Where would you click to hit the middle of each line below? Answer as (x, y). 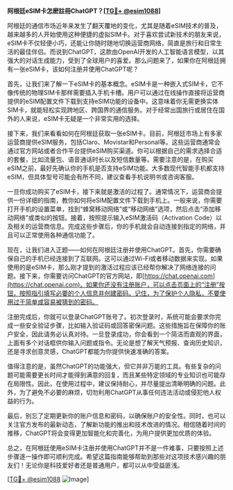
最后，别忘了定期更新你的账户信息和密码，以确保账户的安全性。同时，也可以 (116, 416)
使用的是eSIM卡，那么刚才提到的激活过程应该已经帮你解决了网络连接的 (109, 267)
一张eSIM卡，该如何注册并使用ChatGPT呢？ (76, 69)
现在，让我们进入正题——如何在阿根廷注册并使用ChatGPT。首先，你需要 (111, 250)
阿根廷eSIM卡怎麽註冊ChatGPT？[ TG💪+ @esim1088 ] (84, 11)
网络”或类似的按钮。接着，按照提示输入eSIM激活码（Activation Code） (114, 218)
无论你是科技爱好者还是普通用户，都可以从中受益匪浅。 (104, 465)
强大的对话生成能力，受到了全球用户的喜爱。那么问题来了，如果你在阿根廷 (113, 60)
